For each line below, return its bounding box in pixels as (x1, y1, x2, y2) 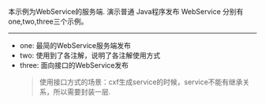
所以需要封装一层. (53, 87, 111, 96)
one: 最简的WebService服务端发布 (19, 41, 132, 50)
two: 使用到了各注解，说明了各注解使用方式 (19, 50, 161, 60)
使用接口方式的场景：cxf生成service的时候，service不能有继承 (39, 77, 243, 87)
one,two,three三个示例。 (8, 17, 88, 26)
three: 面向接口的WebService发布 (19, 61, 129, 69)
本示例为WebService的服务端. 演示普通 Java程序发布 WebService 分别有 (8, 7, 244, 16)
